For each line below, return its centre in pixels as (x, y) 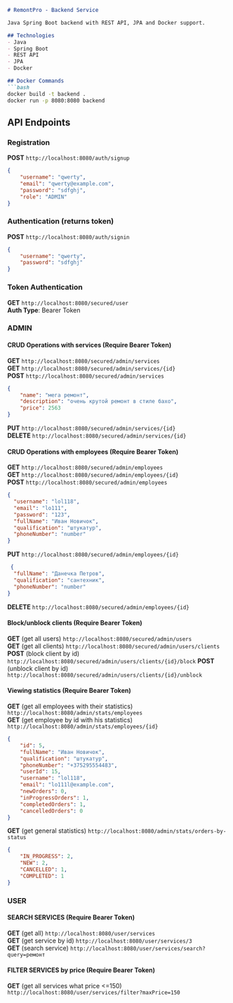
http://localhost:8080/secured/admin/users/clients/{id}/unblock (105, 675)
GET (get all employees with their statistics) (70, 706)
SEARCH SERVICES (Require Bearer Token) (71, 917)
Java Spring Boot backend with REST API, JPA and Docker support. (106, 23)
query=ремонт (26, 954)
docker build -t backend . (47, 94)
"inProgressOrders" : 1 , (55, 798)
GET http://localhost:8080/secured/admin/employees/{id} (93, 475)
